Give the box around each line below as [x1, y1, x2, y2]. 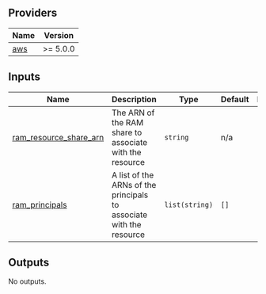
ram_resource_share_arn [12, 132, 104, 143]
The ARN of [111, 107, 155, 118]
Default [220, 94, 249, 105]
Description [111, 94, 157, 105]
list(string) [164, 200, 214, 209]
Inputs [8, 71, 41, 84]
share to [111, 127, 142, 138]
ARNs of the [111, 179, 157, 190]
